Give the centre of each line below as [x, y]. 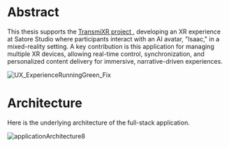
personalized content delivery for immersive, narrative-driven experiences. [115, 61]
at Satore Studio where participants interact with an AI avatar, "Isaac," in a [113, 38]
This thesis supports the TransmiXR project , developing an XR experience [114, 31]
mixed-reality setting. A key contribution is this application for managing [111, 46]
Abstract [33, 12]
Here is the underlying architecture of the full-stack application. [98, 122]
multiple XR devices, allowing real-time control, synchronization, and [106, 54]
